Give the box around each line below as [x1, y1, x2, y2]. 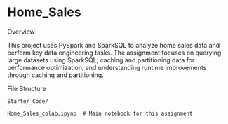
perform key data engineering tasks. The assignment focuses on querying [7, 48, 222, 57]
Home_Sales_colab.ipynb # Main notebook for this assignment [7, 110, 193, 117]
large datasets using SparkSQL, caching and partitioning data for [7, 55, 195, 64]
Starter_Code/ [7, 97, 49, 105]
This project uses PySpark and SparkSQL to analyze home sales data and [7, 41, 220, 49]
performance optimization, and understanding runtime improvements [7, 63, 207, 71]
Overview [7, 27, 35, 36]
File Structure [7, 84, 47, 92]
